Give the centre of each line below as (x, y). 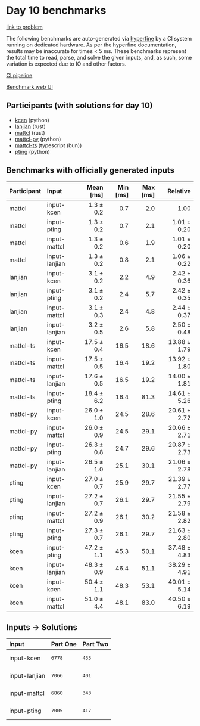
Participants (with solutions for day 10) (79, 106)
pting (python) (32, 151)
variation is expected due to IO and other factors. (66, 64)
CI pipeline (19, 75)
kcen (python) (32, 120)
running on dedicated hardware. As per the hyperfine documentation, (91, 45)
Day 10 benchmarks (56, 10)
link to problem (24, 27)
